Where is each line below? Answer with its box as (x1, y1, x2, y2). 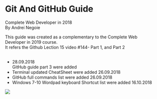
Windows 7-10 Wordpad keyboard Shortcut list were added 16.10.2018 (12, 79, 152, 85)
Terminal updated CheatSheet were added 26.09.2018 (12, 69, 121, 75)
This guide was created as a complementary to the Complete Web (5, 34, 138, 40)
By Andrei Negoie (5, 24, 40, 30)
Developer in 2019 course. (5, 39, 58, 45)
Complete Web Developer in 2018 (5, 19, 72, 25)
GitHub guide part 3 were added (12, 64, 77, 70)
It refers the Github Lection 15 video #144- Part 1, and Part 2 (5, 44, 125, 50)
